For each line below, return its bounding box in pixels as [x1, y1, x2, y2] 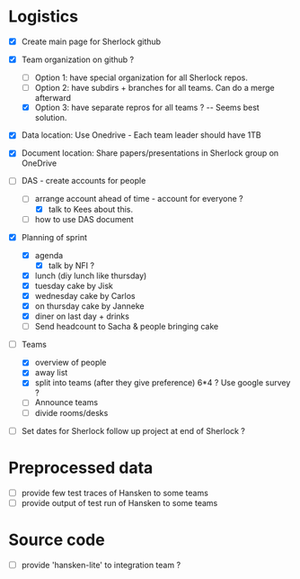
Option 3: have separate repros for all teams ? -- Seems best [34, 102, 260, 113]
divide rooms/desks [34, 407, 109, 418]
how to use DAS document [34, 213, 134, 224]
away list [34, 367, 68, 378]
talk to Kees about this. [48, 204, 134, 214]
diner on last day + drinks [34, 311, 129, 321]
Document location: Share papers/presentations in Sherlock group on [21, 148, 279, 158]
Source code [8, 529, 105, 550]
